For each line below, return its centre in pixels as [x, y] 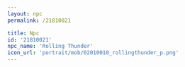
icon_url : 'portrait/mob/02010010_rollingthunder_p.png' [93, 53]
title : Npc [23, 33]
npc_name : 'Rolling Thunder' [50, 47]
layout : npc [25, 14]
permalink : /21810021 [39, 20]
